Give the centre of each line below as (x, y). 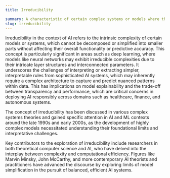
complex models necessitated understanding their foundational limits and (82, 128)
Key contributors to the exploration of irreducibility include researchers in (81, 143)
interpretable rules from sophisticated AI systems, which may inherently (80, 76)
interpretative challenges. (32, 134)
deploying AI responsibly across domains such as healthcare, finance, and (83, 97)
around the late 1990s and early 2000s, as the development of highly (77, 123)
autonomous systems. (28, 102)
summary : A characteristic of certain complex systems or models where (82, 19)
